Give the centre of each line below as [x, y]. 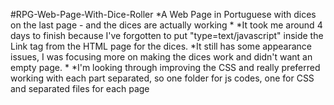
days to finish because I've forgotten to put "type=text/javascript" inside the [167, 35]
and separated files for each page [80, 88]
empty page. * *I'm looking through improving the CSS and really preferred [165, 67]
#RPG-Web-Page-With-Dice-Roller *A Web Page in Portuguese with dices [163, 14]
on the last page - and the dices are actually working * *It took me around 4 [166, 25]
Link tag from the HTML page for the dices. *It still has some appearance [161, 46]
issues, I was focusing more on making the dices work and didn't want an [161, 57]
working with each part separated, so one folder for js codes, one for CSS [162, 78]
